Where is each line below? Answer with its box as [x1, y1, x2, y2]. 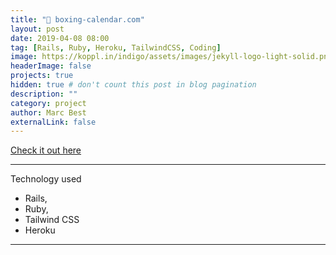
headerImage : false [10, 61, 92, 71]
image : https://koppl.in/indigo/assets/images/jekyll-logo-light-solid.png [10, 52, 333, 62]
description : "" [10, 89, 78, 99]
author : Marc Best [10, 107, 87, 118]
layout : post [10, 24, 65, 34]
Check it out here [10, 144, 82, 156]
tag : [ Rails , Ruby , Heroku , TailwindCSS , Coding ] [10, 42, 222, 53]
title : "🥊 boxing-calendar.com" [10, 14, 145, 25]
